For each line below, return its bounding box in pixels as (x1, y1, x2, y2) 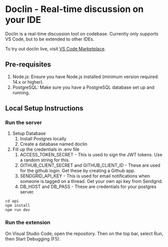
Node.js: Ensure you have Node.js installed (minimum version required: (12, 74, 159, 80)
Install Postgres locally (20, 136, 67, 142)
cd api (5, 199, 19, 204)
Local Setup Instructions (5, 104, 84, 113)
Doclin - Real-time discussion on (5, 4, 144, 15)
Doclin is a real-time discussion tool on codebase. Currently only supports (5, 31, 158, 37)
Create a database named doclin (20, 141, 88, 147)
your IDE (5, 14, 42, 26)
